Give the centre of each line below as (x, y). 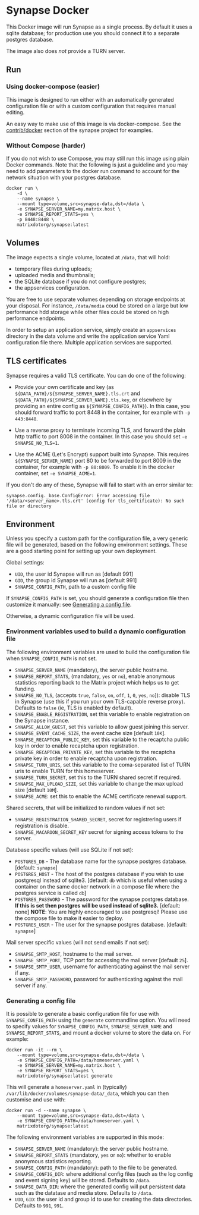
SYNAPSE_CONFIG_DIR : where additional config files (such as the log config (104, 1174)
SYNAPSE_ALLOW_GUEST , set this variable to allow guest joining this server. (102, 727)
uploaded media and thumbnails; (55, 275)
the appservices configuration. (52, 288)
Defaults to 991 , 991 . (39, 1205)
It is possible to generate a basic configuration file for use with (83, 1013)
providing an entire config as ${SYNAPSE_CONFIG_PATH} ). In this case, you (102, 406)
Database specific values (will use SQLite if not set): (70, 850)
